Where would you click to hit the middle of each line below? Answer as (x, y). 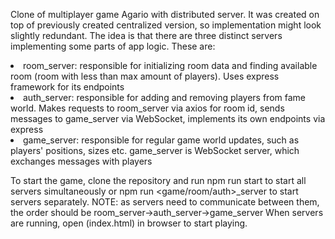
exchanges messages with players (81, 161)
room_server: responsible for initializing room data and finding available (170, 65)
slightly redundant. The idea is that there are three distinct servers (146, 35)
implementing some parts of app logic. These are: (113, 46)
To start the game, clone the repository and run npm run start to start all (158, 180)
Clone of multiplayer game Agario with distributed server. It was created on (165, 14)
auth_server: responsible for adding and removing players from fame (164, 97)
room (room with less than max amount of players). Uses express (145, 76)
